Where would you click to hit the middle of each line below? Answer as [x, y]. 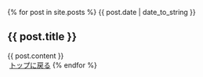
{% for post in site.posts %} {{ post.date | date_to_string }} [102, 12]
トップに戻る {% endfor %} [53, 65]
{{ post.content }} [36, 56]
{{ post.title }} [42, 37]
